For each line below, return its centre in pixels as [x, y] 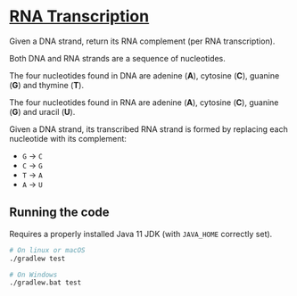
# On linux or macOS [48, 250]
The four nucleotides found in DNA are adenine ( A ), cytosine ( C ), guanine [144, 75]
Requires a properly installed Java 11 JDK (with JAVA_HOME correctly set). [141, 234]
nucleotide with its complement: [68, 138]
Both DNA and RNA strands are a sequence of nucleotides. [117, 58]
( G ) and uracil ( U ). [42, 111]
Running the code [59, 213]
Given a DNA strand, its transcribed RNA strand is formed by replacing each [148, 129]
